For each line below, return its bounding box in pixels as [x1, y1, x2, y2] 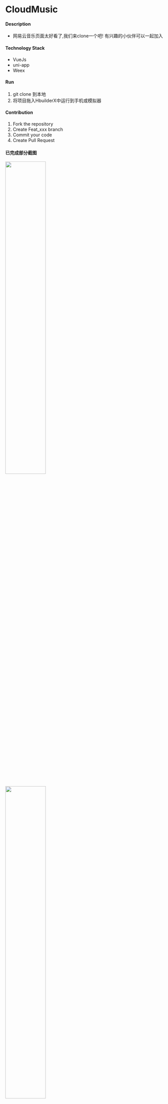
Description [5, 21, 31, 27]
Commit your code [12, 132, 52, 138]
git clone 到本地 [12, 91, 46, 97]
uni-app [12, 62, 30, 68]
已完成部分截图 [5, 150, 37, 156]
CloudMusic [5, 4, 58, 15]
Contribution [5, 109, 33, 116]
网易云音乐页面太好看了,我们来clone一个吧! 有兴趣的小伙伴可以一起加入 [12, 33, 163, 39]
